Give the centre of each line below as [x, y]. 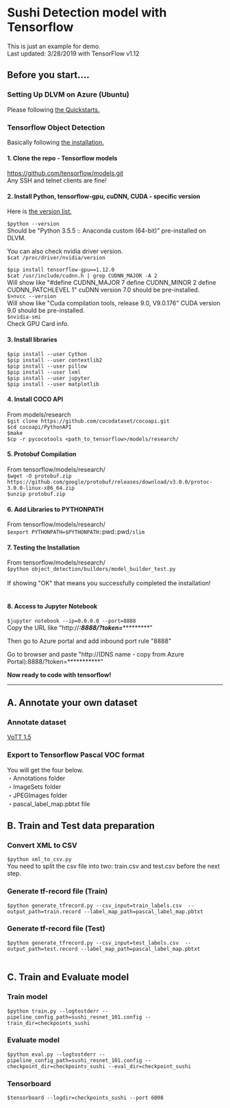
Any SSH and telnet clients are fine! [57, 180]
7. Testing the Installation [43, 547]
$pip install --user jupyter [49, 378]
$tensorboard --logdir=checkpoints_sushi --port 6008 [86, 1098]
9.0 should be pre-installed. [46, 311]
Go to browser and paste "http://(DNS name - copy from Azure [96, 654]
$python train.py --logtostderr [53, 1011]
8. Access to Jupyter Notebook [52, 606]
